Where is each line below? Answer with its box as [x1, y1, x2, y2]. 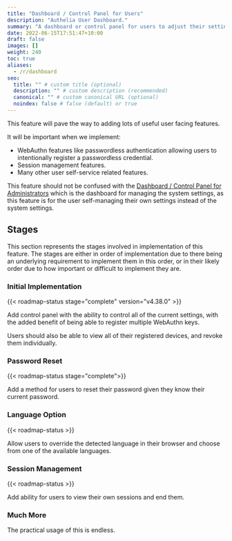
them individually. [7, 339, 57, 347]
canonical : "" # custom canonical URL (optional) [13, 94, 159, 101]
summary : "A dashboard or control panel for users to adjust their [7, 23, 206, 30]
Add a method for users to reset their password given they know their [7, 385, 205, 393]
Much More [7, 510, 47, 520]
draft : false [7, 36, 45, 43]
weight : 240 [7, 49, 41, 56]
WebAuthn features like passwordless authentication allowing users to [17, 146, 217, 154]
